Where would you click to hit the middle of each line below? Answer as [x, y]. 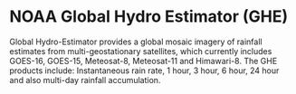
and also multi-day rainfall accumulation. [85, 80]
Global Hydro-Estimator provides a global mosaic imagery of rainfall [136, 42]
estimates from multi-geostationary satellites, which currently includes [141, 51]
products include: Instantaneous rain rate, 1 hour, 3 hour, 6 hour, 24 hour [144, 70]
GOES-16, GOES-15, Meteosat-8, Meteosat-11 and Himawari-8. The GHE [143, 61]
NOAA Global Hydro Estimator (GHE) [149, 17]
